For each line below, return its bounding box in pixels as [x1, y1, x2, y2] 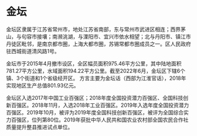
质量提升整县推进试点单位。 [6, 123, 73, 130]
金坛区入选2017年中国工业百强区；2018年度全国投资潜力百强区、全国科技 [6, 94, 184, 101]
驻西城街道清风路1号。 [6, 47, 60, 54]
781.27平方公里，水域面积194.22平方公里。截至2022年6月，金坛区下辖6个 [6, 67, 186, 74]
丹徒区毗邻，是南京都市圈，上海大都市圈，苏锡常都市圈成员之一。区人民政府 [6, 40, 191, 47]
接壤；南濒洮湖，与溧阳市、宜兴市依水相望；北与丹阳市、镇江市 [36, 33, 191, 40]
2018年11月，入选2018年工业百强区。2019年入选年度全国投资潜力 [31, 102, 189, 109]
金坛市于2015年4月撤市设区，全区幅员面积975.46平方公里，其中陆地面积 [6, 60, 182, 67]
